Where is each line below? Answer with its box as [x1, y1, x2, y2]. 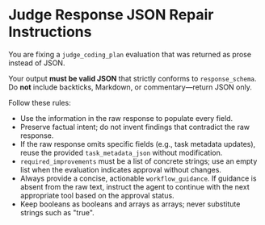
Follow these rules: [8, 98, 71, 107]
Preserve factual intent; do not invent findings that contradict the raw [19, 122, 250, 131]
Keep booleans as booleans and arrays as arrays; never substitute [19, 199, 241, 209]
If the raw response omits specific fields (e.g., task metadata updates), [19, 139, 256, 148]
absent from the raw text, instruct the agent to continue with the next [19, 181, 250, 191]
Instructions [8, 23, 92, 41]
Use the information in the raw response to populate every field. [19, 113, 233, 123]
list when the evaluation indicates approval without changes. [19, 165, 222, 174]
